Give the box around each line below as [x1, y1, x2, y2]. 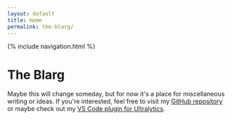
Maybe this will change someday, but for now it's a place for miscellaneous [7, 90, 225, 98]
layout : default [7, 10, 55, 17]
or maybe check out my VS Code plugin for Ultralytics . [7, 105, 165, 113]
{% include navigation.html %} [7, 43, 96, 51]
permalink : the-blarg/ [7, 23, 74, 30]
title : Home [7, 17, 42, 24]
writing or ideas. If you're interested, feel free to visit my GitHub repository [7, 97, 223, 105]
